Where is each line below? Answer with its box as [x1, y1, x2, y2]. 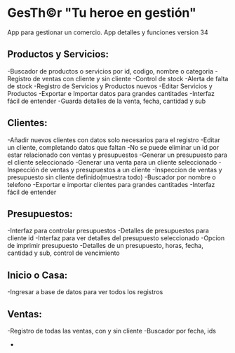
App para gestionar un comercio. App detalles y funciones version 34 [7, 28, 208, 36]
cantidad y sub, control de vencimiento [7, 249, 121, 257]
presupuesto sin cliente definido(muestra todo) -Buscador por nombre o [7, 173, 216, 181]
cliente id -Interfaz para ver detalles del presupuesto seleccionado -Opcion [7, 234, 225, 242]
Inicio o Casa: [7, 269, 68, 281]
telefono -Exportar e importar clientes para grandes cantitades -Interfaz [7, 180, 215, 188]
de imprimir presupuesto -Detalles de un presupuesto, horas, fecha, [7, 242, 203, 250]
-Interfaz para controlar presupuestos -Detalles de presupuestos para [7, 226, 209, 235]
